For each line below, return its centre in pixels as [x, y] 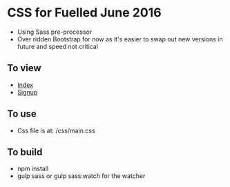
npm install [33, 169]
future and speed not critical [58, 46]
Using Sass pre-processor [55, 32]
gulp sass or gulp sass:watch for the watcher [81, 176]
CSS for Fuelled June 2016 [84, 13]
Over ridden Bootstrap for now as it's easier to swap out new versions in [120, 39]
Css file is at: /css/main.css [56, 130]
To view [24, 68]
